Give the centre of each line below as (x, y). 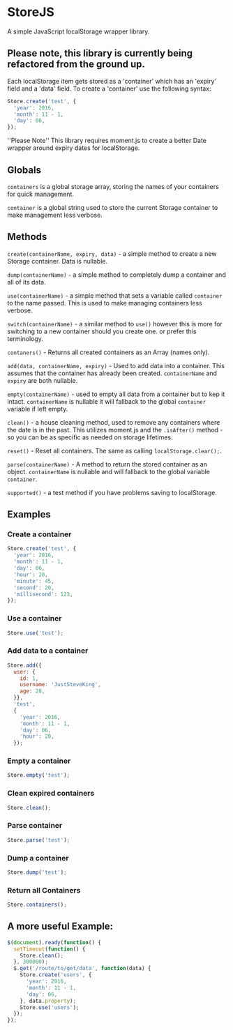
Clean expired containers (51, 794)
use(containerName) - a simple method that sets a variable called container (115, 295)
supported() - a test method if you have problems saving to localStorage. (112, 492)
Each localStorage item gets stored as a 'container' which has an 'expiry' (112, 81)
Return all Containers (44, 890)
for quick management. (41, 194)
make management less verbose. (55, 215)
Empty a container (39, 761)
